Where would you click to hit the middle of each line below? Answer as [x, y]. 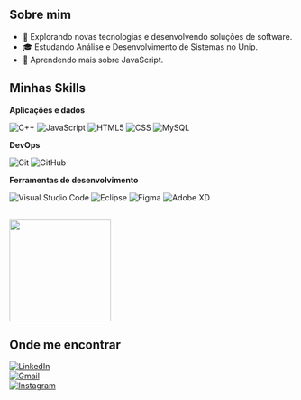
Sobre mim [41, 15]
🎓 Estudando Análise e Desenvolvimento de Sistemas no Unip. [140, 47]
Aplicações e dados [47, 110]
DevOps [25, 144]
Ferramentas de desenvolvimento [74, 180]
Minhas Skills [48, 88]
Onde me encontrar [65, 345]
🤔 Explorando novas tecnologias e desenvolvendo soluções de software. [157, 36]
